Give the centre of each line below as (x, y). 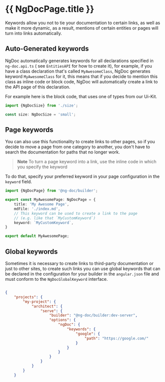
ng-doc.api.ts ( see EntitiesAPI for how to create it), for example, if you (79, 66)
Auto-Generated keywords (47, 49)
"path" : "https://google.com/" (116, 338)
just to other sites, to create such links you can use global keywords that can (83, 268)
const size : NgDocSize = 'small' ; (41, 115)
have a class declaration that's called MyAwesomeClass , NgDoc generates (78, 71)
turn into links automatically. (34, 33)
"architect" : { (47, 306)
